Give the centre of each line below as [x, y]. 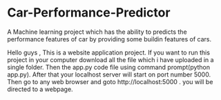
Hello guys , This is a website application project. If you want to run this [109, 52]
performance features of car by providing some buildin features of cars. [109, 39]
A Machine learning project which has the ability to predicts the [97, 32]
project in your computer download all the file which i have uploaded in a [110, 59]
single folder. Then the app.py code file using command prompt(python [109, 67]
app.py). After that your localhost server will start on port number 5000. [109, 74]
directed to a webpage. [40, 89]
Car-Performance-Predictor [89, 13]
